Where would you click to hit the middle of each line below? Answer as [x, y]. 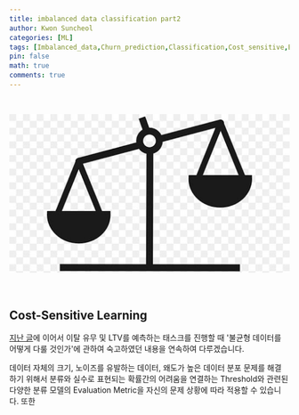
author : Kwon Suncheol [51, 28]
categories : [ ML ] [41, 37]
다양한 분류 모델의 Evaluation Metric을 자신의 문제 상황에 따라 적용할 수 [133, 390]
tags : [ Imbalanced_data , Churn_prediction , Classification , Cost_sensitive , [149, 47]
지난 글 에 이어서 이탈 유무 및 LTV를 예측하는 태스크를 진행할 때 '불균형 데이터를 [145, 338]
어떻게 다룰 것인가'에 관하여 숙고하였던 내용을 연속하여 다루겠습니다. [127, 349]
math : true [29, 66]
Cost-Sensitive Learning [78, 315]
